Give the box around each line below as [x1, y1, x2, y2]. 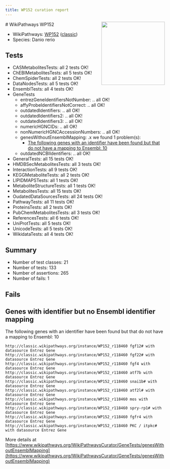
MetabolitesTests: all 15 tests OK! [12, 188, 81, 194]
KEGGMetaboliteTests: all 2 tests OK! [12, 172, 90, 178]
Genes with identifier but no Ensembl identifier [5, 307, 156, 316]
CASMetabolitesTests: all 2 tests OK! [12, 64, 89, 71]
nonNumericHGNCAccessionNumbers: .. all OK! [20, 129, 120, 135]
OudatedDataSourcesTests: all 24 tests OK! [12, 193, 103, 200]
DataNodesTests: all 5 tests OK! [12, 80, 78, 87]
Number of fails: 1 [12, 275, 50, 281]
